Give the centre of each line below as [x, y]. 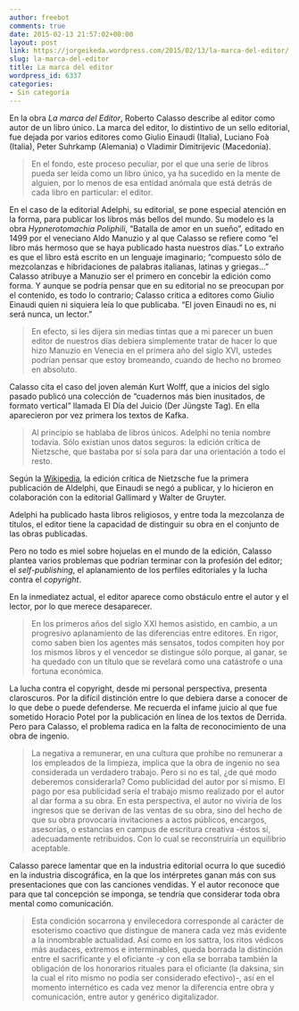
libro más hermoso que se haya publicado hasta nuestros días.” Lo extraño [146, 248]
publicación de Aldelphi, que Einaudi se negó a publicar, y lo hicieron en [141, 487]
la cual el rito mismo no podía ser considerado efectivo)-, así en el [153, 977]
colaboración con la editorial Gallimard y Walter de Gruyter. [118, 497]
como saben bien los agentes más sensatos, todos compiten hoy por [158, 642]
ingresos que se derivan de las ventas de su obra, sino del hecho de [157, 810]
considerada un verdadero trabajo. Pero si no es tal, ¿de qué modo [154, 772]
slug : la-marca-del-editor [59, 59]
